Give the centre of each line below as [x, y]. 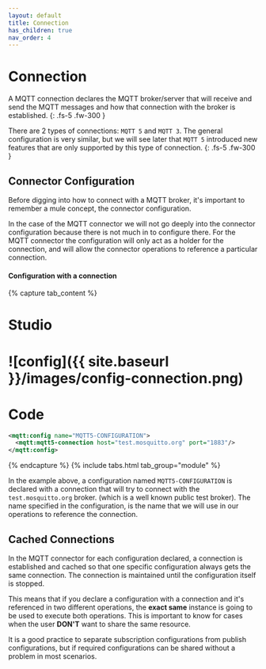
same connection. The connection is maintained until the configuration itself [132, 575]
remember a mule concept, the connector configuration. [100, 208]
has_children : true [40, 30]
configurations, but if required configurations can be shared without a [122, 648]
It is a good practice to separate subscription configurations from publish [127, 639]
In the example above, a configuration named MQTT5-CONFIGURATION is [120, 481]
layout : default [35, 15]
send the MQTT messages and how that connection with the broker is [122, 107]
